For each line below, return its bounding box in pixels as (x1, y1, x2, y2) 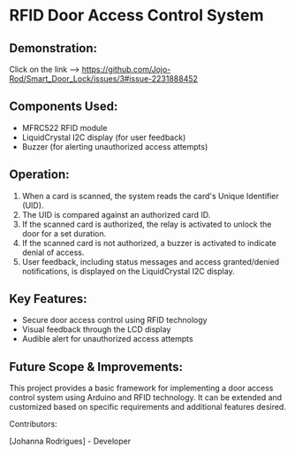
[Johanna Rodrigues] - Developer (9, 436, 131, 447)
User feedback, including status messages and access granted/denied (21, 256, 280, 266)
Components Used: (9, 99, 118, 114)
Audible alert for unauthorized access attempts (21, 334, 193, 344)
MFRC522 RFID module (21, 122, 108, 133)
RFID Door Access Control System (9, 5, 264, 26)
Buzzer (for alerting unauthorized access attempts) (21, 141, 208, 151)
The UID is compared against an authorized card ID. (21, 209, 211, 220)
